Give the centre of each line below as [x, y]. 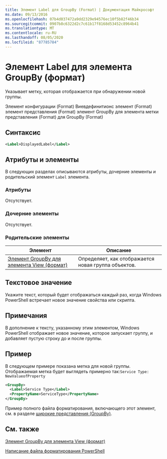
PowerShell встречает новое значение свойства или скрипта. [70, 300]
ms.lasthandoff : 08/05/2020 [34, 38]
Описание [119, 250]
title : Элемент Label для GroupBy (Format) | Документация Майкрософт [80, 10]
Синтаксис [23, 133]
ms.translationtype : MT [30, 28]
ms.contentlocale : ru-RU [31, 33]
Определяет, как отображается [116, 259]
